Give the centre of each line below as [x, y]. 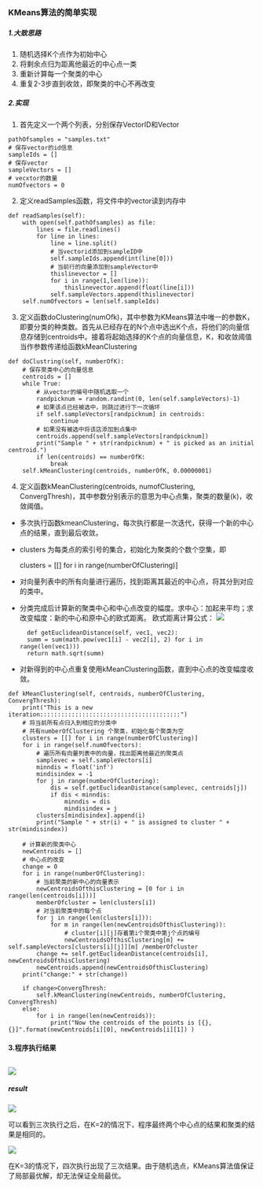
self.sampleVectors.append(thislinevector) [122, 294]
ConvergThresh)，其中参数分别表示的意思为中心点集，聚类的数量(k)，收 [136, 496]
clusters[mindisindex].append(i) [91, 815]
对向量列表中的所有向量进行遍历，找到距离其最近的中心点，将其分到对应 [136, 581]
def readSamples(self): [47, 215]
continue [64, 421]
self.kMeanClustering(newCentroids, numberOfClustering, [131, 995]
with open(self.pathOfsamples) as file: [89, 222]
